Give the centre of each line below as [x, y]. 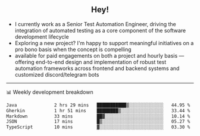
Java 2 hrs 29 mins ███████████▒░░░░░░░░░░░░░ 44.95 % [98, 105]
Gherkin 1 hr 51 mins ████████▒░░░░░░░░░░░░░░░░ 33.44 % [98, 110]
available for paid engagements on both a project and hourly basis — [99, 55]
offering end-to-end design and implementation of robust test [90, 62]
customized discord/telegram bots [57, 74]
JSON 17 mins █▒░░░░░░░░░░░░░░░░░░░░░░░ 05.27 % [98, 122]
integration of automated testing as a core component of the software [100, 30]
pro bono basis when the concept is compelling [73, 49]
